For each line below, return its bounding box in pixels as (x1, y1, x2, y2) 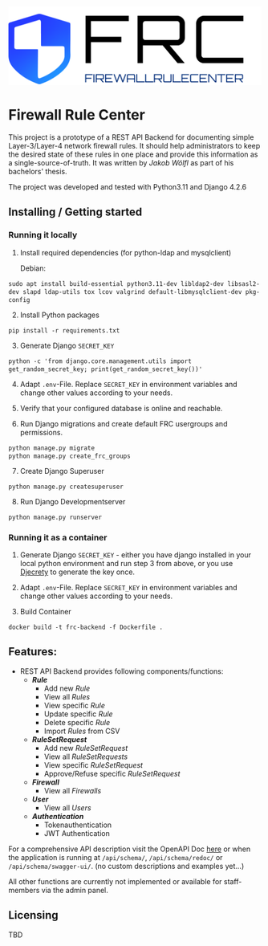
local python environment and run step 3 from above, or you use (19, 558, 233, 568)
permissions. (19, 427, 63, 437)
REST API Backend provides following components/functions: (19, 666, 224, 676)
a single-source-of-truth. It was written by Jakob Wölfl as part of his (8, 157, 234, 167)
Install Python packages (19, 310, 100, 320)
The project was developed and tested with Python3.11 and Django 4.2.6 (8, 181, 247, 191)
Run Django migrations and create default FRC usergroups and (19, 418, 228, 428)
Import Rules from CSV (43, 726, 120, 736)
